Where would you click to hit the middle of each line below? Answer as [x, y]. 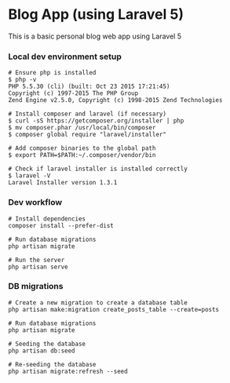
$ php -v [22, 80]
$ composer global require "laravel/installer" [88, 135]
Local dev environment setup [65, 57]
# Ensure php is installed [52, 73]
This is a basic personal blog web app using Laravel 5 [95, 36]
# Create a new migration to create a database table [98, 303]
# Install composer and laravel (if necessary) [88, 114]
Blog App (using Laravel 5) [96, 15]
